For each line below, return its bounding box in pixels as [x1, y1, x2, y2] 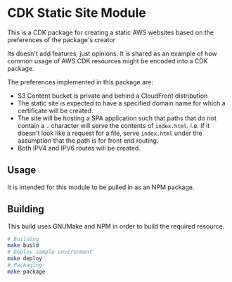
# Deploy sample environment [7, 248, 93, 256]
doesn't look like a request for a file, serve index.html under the [17, 129, 202, 137]
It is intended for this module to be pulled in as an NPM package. [7, 183, 195, 191]
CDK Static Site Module [7, 5, 146, 21]
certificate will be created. [17, 106, 94, 115]
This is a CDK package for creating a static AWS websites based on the [7, 28, 214, 37]
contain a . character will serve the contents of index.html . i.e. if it [17, 121, 210, 129]
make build [7, 242, 39, 249]
